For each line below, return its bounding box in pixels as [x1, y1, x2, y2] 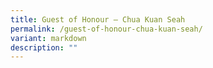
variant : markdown [10, 33, 87, 43]
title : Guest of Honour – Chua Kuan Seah [10, 14, 186, 25]
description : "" [10, 42, 78, 53]
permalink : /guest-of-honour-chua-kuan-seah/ [10, 24, 203, 34]
